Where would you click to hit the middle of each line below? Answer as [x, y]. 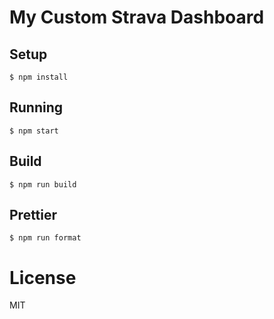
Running [36, 107]
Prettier [33, 215]
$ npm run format [45, 238]
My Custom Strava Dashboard [137, 17]
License [43, 277]
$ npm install [39, 77]
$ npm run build [43, 184]
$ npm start [34, 131]
